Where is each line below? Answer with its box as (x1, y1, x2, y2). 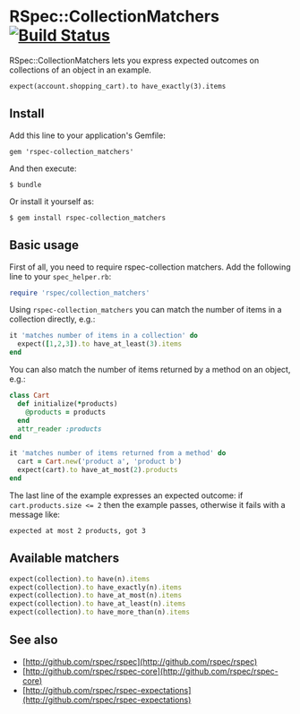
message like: (9, 509, 61, 520)
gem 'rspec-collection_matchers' (9, 147, 134, 156)
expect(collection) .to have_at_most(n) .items (9, 591, 182, 600)
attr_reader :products (17, 424, 102, 434)
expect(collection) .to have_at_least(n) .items (9, 599, 186, 608)
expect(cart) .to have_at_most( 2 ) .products (17, 466, 178, 475)
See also (9, 632, 58, 648)
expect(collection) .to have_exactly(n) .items (9, 582, 182, 592)
